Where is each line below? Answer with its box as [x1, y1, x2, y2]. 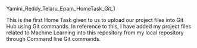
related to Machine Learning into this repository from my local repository [6, 29, 184, 36]
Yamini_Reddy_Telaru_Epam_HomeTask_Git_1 [6, 5, 115, 12]
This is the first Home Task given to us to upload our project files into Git [6, 17, 184, 23]
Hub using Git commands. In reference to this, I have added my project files [6, 23, 192, 30]
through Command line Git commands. [6, 36, 101, 42]
